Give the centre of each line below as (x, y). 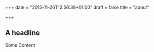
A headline (23, 33)
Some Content (20, 45)
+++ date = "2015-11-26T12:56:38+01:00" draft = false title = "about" (77, 7)
